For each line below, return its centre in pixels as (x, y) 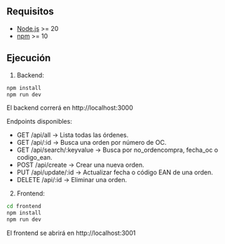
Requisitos (30, 12)
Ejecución (29, 58)
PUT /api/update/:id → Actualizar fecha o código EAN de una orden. (115, 172)
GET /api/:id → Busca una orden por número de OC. (91, 143)
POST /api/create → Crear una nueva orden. (80, 165)
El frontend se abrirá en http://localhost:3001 (71, 233)
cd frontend (24, 207)
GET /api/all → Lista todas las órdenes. (73, 135)
